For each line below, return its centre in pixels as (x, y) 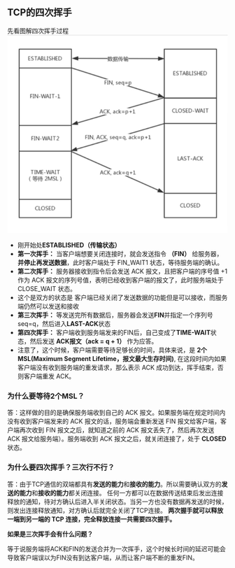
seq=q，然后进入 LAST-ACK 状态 (64, 324)
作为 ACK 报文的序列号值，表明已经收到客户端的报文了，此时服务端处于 (120, 280)
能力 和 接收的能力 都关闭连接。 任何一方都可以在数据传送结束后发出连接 (121, 492)
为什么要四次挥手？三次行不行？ (61, 467)
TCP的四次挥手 (40, 13)
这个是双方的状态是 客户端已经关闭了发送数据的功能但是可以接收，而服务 (122, 298)
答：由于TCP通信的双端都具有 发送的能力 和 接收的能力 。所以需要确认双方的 (114, 484)
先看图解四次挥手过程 (38, 31)
